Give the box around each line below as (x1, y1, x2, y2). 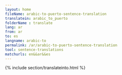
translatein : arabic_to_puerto (5, 16, 68, 21)
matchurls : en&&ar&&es (5, 51, 51, 57)
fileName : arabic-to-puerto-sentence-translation (5, 12, 107, 16)
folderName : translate (5, 20, 53, 25)
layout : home (5, 7, 31, 12)
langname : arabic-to (5, 38, 47, 43)
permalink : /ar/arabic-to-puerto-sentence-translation (5, 43, 118, 48)
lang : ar (5, 25, 23, 30)
